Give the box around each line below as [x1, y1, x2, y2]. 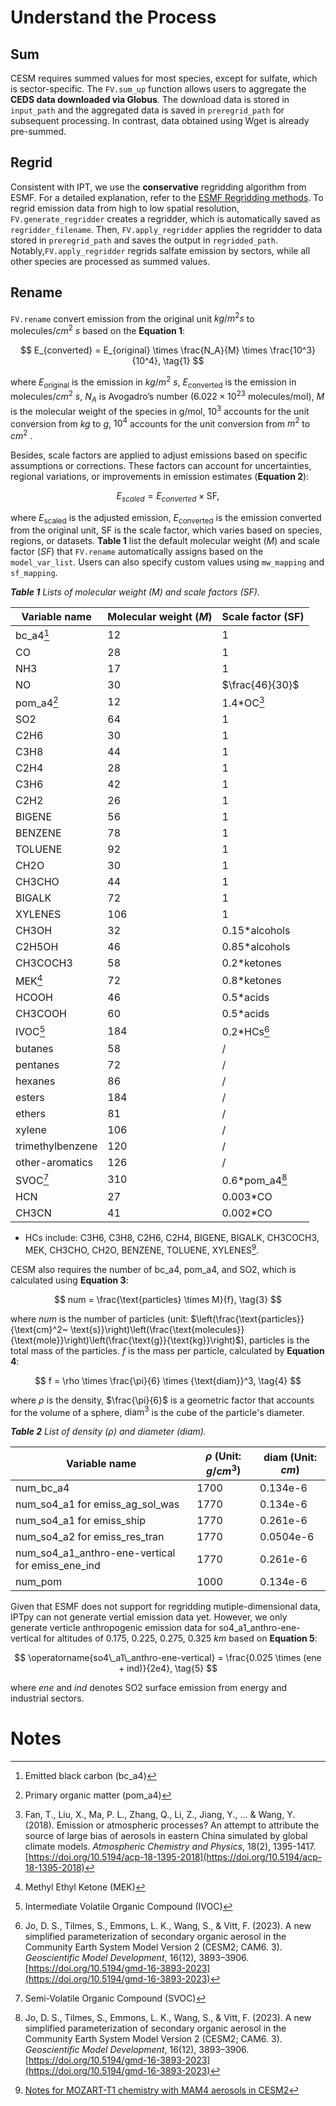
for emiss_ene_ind [15, 1558, 101, 1572]
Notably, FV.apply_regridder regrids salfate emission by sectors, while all [10, 244, 311, 256]
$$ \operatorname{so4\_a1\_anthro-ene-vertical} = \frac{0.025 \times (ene [14, 1651, 322, 1663]
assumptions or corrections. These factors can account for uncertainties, [10, 459, 312, 471]
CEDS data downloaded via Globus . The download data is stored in [10, 94, 290, 105]
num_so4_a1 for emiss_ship [15, 1513, 146, 1527]
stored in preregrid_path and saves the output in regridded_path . [10, 234, 278, 246]
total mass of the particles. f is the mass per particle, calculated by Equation [10, 1344, 325, 1356]
